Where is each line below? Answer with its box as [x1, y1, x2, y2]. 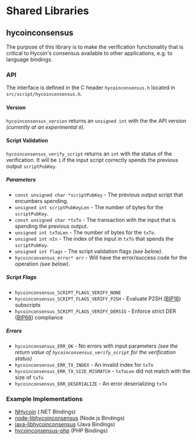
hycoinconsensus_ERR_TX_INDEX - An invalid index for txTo [14, 361, 154, 368]
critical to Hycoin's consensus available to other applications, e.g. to [6, 50, 173, 57]
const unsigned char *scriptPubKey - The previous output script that [14, 191, 184, 198]
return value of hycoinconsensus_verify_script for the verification [14, 348, 176, 355]
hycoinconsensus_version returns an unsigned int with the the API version [6, 117, 187, 124]
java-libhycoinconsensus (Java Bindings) [14, 420, 115, 428]
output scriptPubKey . [6, 163, 57, 170]
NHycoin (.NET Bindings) [14, 408, 76, 415]
